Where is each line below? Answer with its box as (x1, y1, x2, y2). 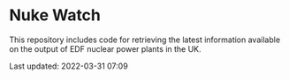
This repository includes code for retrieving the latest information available (9, 34, 281, 45)
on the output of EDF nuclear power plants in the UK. (9, 43, 202, 54)
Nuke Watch (9, 5, 102, 25)
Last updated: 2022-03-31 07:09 (9, 61, 128, 71)
